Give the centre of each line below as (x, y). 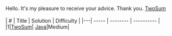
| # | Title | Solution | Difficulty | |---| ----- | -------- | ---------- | (83, 21)
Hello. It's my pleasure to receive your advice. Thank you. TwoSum (86, 8)
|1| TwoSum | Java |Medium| (37, 27)
